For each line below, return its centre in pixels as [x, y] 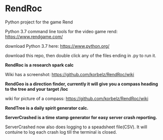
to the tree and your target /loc [36, 89]
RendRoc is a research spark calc [39, 65]
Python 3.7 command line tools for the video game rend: [61, 31]
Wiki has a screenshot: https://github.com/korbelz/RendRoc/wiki [70, 74]
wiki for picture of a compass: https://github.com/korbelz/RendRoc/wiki [77, 99]
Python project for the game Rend [39, 22]
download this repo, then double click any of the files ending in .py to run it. [81, 55]
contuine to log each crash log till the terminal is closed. [61, 132]
